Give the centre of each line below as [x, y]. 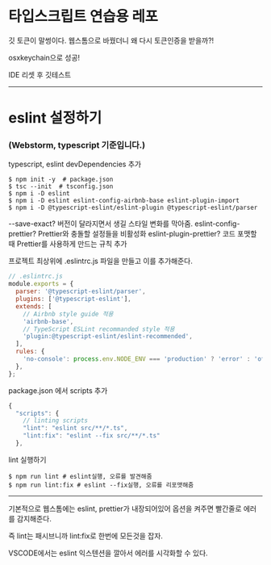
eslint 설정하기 [55, 118]
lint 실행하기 [27, 459]
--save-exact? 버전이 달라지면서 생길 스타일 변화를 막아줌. [101, 224]
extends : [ [34, 306]
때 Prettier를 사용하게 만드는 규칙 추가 [68, 244]
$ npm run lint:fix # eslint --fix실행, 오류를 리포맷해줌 [101, 485]
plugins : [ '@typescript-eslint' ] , [73, 299]
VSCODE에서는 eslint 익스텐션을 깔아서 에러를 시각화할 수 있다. [108, 553]
